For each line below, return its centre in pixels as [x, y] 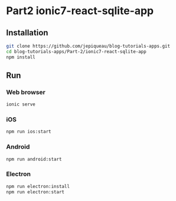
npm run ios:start [29, 132]
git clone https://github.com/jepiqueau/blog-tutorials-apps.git [88, 46]
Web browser [26, 92]
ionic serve [21, 104]
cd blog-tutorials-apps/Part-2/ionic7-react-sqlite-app [76, 51]
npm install [21, 57]
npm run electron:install [38, 186]
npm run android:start [34, 159]
